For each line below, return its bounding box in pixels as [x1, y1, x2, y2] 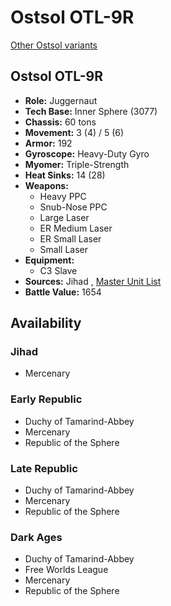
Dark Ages [10, 530, 63, 544]
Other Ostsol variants [10, 39, 98, 51]
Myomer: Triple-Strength [24, 158, 130, 170]
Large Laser [39, 211, 90, 223]
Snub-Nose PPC [39, 201, 108, 213]
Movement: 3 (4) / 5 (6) [24, 126, 125, 138]
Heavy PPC [39, 190, 87, 202]
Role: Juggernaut [24, 94, 98, 106]
